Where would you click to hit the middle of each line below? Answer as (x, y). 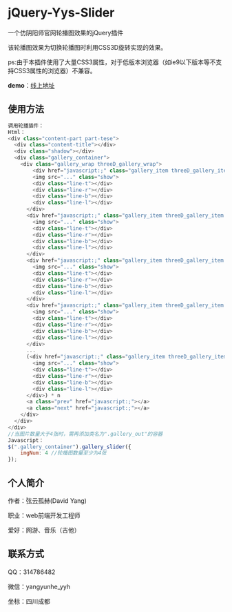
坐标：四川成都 (29, 601)
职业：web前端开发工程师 (44, 515)
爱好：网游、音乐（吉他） (44, 530)
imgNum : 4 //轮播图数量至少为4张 (63, 453)
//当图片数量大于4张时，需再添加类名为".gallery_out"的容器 (85, 434)
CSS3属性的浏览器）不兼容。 (55, 70)
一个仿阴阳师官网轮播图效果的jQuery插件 (65, 32)
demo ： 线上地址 (31, 85)
